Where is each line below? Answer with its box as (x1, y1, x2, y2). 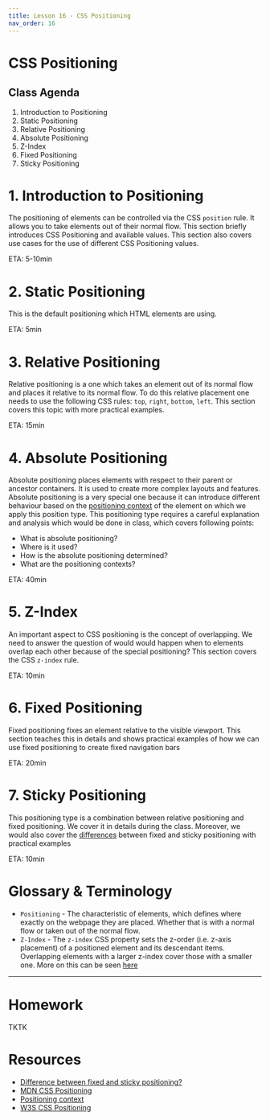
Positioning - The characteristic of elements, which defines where (19, 909, 242, 918)
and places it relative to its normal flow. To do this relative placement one (8, 388, 250, 398)
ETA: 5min (8, 325, 43, 334)
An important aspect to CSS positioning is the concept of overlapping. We (8, 630, 253, 639)
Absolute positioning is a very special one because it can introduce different (8, 492, 260, 503)
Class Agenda (8, 86, 80, 100)
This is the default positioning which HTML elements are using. (8, 309, 217, 318)
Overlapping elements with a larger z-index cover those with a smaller (19, 952, 253, 961)
